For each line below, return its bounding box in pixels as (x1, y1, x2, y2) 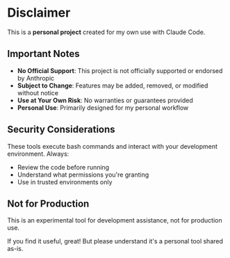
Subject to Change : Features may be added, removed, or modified (17, 81, 208, 90)
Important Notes (7, 48, 80, 60)
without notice (17, 88, 59, 97)
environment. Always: (7, 150, 69, 158)
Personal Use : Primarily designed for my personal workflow (17, 103, 189, 112)
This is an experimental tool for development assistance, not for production (7, 216, 222, 225)
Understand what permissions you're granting (17, 170, 149, 179)
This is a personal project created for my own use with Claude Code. (7, 28, 206, 36)
